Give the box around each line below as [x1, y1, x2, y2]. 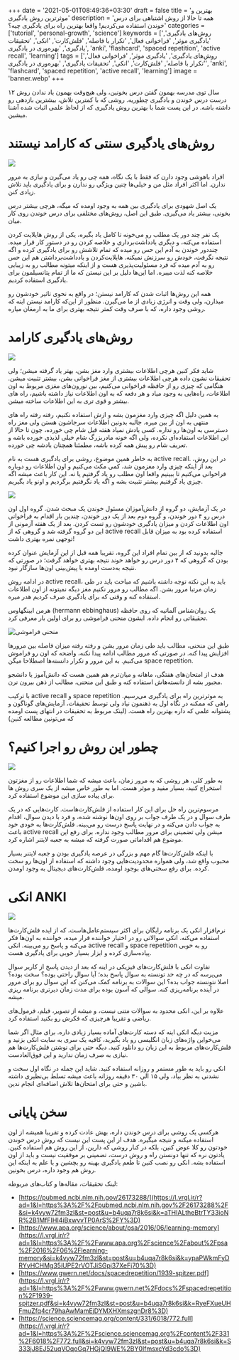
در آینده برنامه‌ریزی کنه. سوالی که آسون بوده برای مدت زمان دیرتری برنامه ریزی [8, 985, 220, 993]
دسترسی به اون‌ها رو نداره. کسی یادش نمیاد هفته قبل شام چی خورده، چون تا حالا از [8, 425, 228, 433]
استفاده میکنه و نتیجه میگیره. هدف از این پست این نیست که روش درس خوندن [8, 1135, 214, 1144]
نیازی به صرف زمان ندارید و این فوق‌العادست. [8, 1050, 128, 1059]
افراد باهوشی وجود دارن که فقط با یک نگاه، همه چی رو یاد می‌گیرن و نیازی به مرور [8, 172, 225, 181]
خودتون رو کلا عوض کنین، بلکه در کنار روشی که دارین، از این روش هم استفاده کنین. [8, 1142, 228, 1151]
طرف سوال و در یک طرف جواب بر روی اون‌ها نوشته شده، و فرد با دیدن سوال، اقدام [8, 812, 231, 821]
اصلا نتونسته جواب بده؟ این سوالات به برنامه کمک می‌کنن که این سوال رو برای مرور [8, 977, 229, 986]
